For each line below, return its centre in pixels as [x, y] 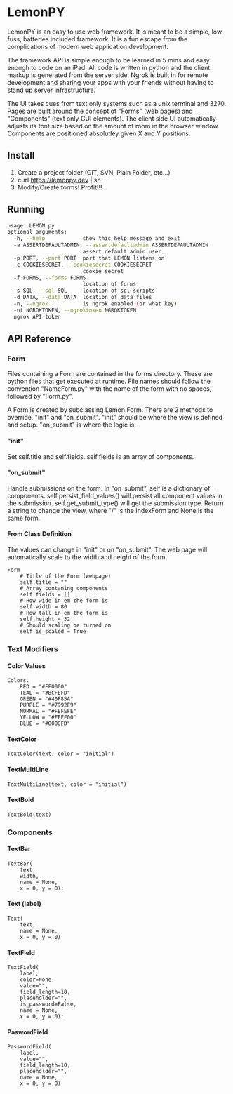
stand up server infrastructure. [52, 90]
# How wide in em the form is [64, 601]
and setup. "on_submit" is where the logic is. [72, 425]
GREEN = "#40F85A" [47, 699]
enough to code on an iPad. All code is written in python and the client [109, 67]
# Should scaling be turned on [66, 625]
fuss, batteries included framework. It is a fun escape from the [98, 39]
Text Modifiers [33, 648]
